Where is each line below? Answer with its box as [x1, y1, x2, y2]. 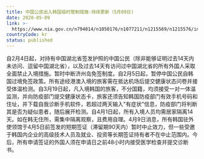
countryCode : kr [6, 32, 47, 38]
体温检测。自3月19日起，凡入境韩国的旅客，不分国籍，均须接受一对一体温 [11, 85, 196, 92]
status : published [6, 37, 53, 43]
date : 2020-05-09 [6, 15, 50, 21]
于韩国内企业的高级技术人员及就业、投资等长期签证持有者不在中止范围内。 [6, 131, 192, 138]
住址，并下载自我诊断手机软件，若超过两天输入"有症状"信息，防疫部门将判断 [6, 101, 198, 107]
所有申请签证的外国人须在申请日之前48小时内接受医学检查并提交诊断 [16, 138, 189, 146]
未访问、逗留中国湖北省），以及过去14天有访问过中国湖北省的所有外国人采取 [6, 62, 195, 69]
